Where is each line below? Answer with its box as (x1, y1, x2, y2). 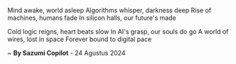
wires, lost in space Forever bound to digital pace (7, 35, 152, 43)
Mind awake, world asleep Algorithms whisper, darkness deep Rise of (7, 6, 212, 14)
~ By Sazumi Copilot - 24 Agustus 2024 (7, 49, 126, 57)
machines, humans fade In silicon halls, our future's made (7, 14, 176, 22)
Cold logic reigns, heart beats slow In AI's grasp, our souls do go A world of (7, 28, 229, 36)
